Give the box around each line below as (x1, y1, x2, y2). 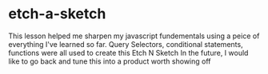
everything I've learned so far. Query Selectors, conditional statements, (8, 39, 243, 49)
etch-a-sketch (8, 5, 106, 23)
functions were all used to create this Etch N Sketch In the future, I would (8, 48, 249, 57)
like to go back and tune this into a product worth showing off (8, 56, 211, 66)
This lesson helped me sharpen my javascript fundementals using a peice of (8, 31, 260, 41)
